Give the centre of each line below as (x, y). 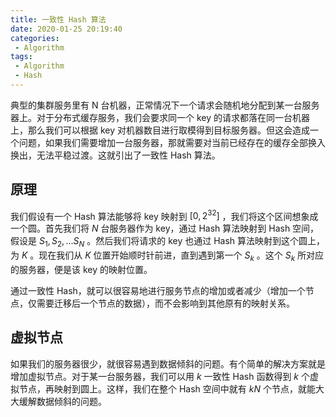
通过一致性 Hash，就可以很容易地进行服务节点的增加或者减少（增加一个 (158, 290)
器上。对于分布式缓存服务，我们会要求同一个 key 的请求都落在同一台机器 (160, 117)
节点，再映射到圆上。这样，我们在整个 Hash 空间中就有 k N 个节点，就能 (167, 388)
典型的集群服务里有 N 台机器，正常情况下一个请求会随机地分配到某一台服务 (165, 105)
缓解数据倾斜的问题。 (62, 401)
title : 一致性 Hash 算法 (58, 19)
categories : (35, 38)
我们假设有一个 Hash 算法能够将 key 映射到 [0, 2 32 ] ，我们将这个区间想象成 (164, 215)
